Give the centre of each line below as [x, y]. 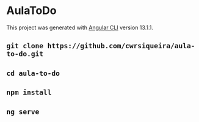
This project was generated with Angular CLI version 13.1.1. [80, 27]
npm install [29, 92]
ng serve [23, 112]
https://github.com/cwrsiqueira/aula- [121, 46]
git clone [25, 46]
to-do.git [25, 54]
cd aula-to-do [33, 73]
